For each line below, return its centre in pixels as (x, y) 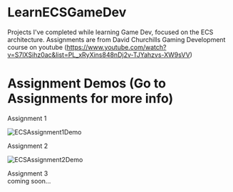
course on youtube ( (37, 47)
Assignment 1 (27, 118)
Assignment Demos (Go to (87, 84)
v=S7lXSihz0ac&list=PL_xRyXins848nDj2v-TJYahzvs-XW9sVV (99, 55)
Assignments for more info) (90, 98)
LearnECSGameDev (67, 12)
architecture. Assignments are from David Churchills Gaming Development (116, 39)
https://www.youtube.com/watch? (116, 47)
